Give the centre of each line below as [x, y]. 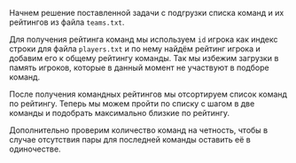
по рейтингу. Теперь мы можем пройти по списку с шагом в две [132, 104]
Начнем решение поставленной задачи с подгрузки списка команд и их [147, 13]
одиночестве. [35, 149]
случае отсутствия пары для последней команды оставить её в [130, 140]
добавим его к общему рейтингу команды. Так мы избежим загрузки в [144, 58]
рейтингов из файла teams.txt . [67, 22]
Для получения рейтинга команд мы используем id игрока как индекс [144, 39]
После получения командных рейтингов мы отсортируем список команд [148, 94]
